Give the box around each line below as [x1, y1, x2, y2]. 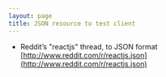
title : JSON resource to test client [8, 19, 136, 28]
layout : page [8, 11, 53, 20]
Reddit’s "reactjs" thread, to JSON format [19, 41, 158, 51]
